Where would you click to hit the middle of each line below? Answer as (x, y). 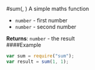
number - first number (41, 20)
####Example (24, 45)
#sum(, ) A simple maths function (48, 9)
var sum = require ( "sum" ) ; (40, 56)
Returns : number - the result (41, 38)
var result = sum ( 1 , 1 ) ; (38, 62)
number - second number (46, 27)
